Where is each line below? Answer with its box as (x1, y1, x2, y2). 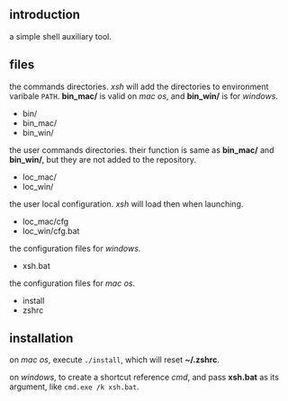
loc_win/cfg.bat (22, 225, 80, 236)
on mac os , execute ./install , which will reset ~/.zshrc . (9, 354, 220, 365)
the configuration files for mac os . (9, 278, 136, 289)
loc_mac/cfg (22, 216, 69, 227)
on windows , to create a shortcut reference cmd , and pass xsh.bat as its (9, 372, 279, 383)
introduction (9, 7, 81, 22)
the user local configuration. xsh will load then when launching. (9, 198, 244, 209)
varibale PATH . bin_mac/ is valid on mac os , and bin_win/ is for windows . (9, 90, 279, 102)
